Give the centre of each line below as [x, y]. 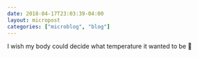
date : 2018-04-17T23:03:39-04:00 [56, 14]
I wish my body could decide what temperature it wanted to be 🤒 [100, 47]
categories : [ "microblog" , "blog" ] [59, 26]
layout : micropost [34, 20]
